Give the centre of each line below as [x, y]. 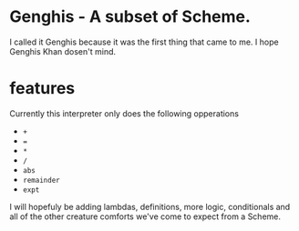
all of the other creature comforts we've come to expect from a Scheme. [145, 216]
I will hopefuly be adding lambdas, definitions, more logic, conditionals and [150, 206]
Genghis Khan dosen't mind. [63, 51]
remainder [41, 180]
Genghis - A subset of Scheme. [130, 17]
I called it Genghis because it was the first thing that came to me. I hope [144, 42]
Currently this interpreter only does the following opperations [124, 113]
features [42, 89]
